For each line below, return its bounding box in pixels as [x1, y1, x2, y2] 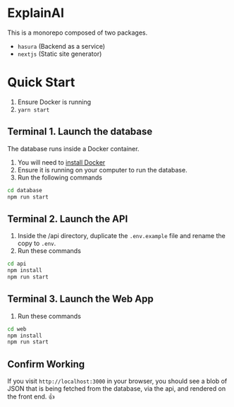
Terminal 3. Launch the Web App [7, 293, 154, 305]
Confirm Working [7, 358, 85, 370]
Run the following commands [17, 173, 102, 182]
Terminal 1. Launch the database [7, 126, 153, 138]
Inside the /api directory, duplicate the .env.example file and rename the [17, 232, 226, 240]
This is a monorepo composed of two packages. [7, 28, 148, 37]
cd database [7, 187, 42, 194]
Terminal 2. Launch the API [7, 213, 128, 225]
